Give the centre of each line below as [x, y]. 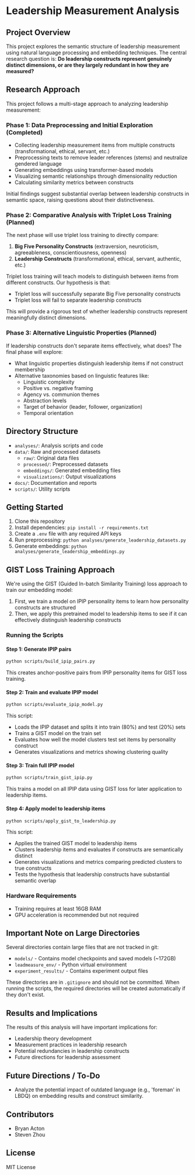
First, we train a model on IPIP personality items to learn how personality [101, 601]
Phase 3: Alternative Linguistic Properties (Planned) [81, 333]
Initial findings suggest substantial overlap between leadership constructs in [98, 194]
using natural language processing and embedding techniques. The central [96, 53]
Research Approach [43, 90]
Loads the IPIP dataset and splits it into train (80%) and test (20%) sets [100, 727]
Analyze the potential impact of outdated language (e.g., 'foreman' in [97, 1090]
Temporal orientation [48, 413]
